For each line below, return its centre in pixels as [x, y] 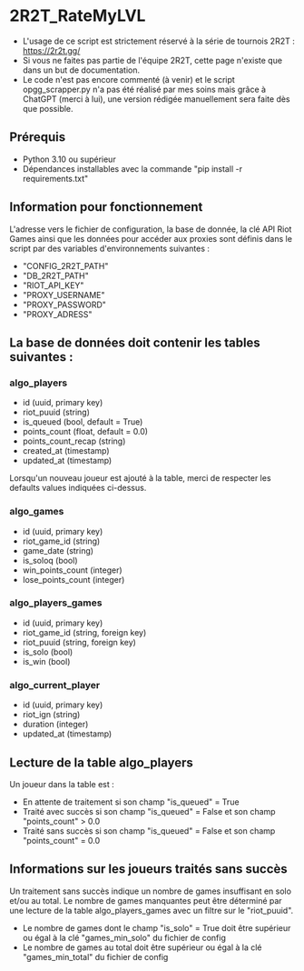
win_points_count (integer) [72, 570]
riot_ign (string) [51, 715]
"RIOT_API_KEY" [53, 285]
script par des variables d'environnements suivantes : [110, 248]
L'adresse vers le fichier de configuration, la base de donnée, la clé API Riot [151, 229]
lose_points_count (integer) [74, 579]
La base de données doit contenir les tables [135, 342]
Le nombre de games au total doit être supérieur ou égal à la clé [142, 947]
